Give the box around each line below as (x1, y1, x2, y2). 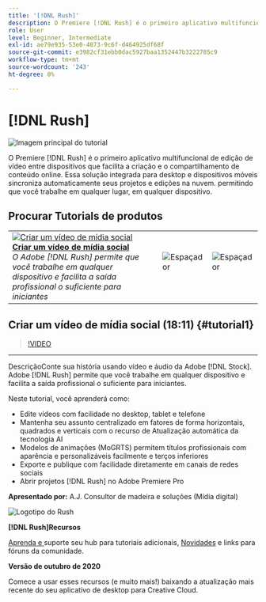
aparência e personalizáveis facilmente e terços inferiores (19, 452, 209, 461)
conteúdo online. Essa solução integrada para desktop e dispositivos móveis (8, 169, 258, 179)
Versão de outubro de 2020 (8, 562, 101, 571)
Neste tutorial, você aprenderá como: (8, 394, 131, 403)
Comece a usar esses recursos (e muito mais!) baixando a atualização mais (8, 577, 255, 586)
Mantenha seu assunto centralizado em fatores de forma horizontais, (19, 418, 245, 427)
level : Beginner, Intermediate (8, 33, 112, 42)
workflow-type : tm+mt (8, 56, 80, 64)
